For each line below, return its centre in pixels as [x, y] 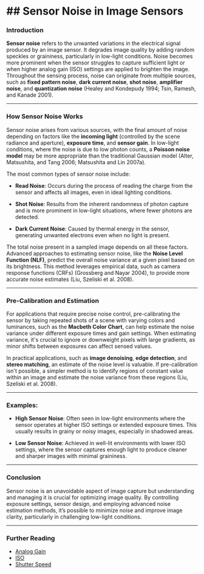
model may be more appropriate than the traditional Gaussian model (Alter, [100, 156]
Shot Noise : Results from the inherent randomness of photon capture [102, 204]
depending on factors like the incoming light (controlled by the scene [93, 136]
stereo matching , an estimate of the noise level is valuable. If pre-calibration [102, 365]
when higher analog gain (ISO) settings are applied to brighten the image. [98, 69]
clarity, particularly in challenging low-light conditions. [74, 517]
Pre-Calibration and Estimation [53, 300]
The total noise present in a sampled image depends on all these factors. [97, 247]
